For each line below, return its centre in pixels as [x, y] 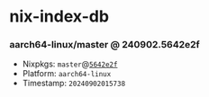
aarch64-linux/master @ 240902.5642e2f [104, 45]
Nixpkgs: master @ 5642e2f [70, 64]
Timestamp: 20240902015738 [74, 84]
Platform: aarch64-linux [67, 74]
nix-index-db [59, 17]
